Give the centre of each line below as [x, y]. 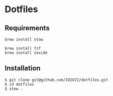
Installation [23, 68]
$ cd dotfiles [20, 84]
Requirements [27, 28]
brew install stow [24, 39]
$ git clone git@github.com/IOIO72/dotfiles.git [56, 80]
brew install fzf [23, 49]
